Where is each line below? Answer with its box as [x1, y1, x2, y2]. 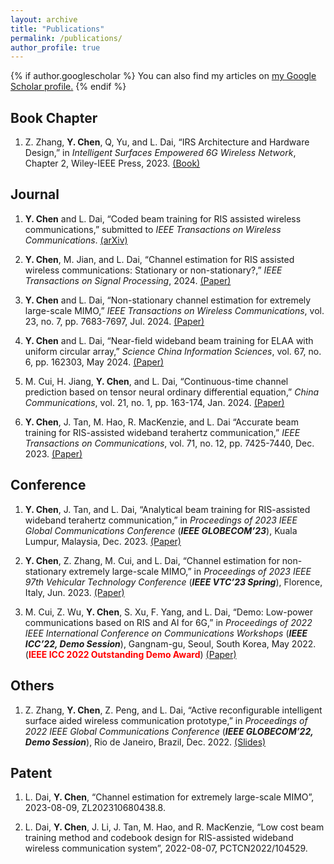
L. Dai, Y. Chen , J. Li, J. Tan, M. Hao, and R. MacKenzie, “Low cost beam [24, 821, 325, 833]
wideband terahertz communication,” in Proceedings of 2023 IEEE [24, 514, 298, 526]
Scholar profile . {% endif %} [10, 81, 127, 93]
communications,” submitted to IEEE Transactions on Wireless [24, 223, 282, 235]
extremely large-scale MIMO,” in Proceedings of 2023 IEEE [68, 565, 312, 577]
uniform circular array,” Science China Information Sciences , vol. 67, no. [24, 345, 322, 357]
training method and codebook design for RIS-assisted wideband [24, 832, 294, 844]
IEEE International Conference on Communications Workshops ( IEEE [24, 627, 308, 639]
